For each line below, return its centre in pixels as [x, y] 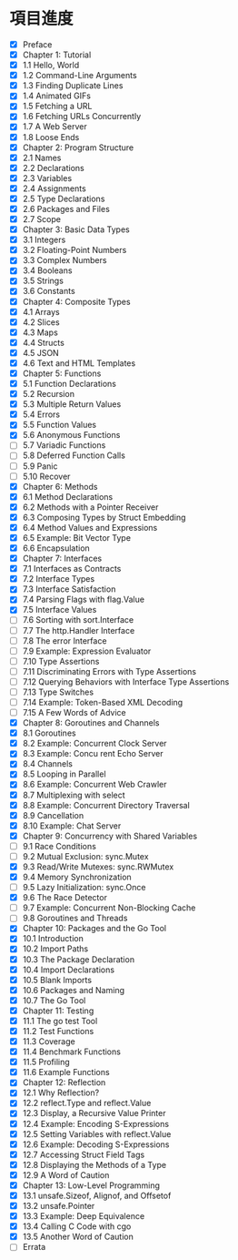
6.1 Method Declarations [68, 496]
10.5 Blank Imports [57, 980]
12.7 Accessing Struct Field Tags [84, 1154]
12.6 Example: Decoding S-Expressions [96, 1144]
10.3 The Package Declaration [78, 959]
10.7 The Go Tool [54, 1000]
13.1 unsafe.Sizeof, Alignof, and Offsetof [97, 1195]
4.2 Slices [41, 322]
